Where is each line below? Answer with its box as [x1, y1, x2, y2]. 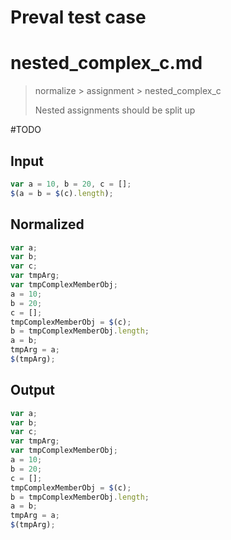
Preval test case [10, 6, 147, 29]
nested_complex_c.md [10, 52, 203, 75]
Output [10, 382, 55, 399]
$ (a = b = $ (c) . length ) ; [10, 188, 114, 198]
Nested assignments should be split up [34, 104, 196, 116]
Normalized [10, 216, 85, 233]
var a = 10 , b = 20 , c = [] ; [10, 179, 132, 189]
